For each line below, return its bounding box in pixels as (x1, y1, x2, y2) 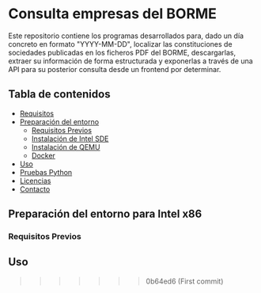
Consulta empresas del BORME (8, 5, 217, 23)
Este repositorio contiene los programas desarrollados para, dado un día (8, 31, 244, 40)
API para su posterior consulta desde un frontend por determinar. (8, 64, 221, 74)
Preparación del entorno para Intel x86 (8, 207, 202, 221)
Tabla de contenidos (8, 88, 111, 101)
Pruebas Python (19, 167, 73, 177)
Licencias (19, 176, 51, 185)
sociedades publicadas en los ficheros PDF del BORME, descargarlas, (8, 48, 236, 57)
